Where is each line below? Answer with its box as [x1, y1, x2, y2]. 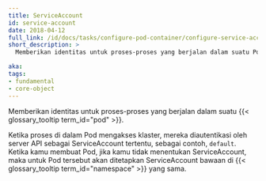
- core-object [8, 85, 55, 92]
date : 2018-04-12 [8, 26, 66, 34]
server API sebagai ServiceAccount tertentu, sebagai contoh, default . [8, 138, 237, 148]
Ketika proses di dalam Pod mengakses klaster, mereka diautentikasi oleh [8, 130, 248, 139]
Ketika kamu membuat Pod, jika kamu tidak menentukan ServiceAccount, [8, 147, 247, 156]
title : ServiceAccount [8, 11, 83, 20]
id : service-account [8, 19, 77, 27]
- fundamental [8, 77, 55, 85]
